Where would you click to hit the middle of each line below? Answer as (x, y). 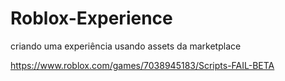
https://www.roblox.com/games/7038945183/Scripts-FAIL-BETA (142, 65)
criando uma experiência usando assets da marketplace (126, 46)
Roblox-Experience (91, 18)
